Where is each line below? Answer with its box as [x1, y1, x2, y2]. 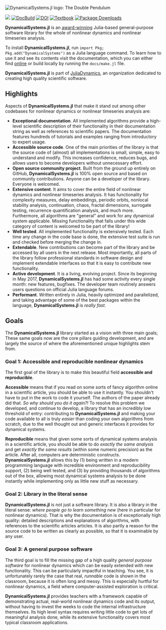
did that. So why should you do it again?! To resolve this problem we [5, 400, 145, 406]
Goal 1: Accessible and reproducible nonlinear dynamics [5, 358, 144, 365]
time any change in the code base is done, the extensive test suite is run [12, 234, 160, 240]
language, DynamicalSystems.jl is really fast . [12, 302, 107, 308]
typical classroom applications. [5, 619, 68, 625]
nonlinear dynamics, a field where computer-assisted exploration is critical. [5, 583, 159, 589]
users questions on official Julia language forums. [12, 286, 114, 292]
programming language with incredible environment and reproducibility [5, 462, 150, 468]
